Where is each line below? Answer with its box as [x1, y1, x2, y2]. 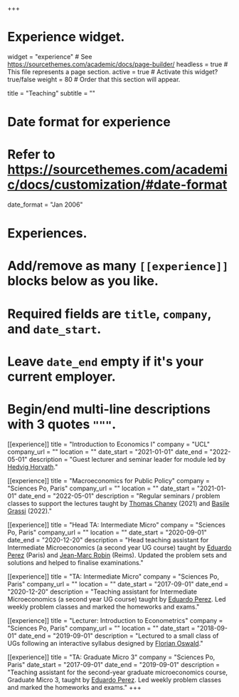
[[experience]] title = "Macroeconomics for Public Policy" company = [7, 476, 210, 485]
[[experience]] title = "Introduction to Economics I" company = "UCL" [7, 440, 210, 448]
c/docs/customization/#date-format [7, 177, 228, 193]
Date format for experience [7, 114, 171, 130]
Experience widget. [7, 29, 125, 45]
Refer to [7, 147, 55, 162]
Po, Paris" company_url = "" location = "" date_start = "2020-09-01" [7, 528, 208, 537]
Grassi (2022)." [7, 507, 52, 515]
